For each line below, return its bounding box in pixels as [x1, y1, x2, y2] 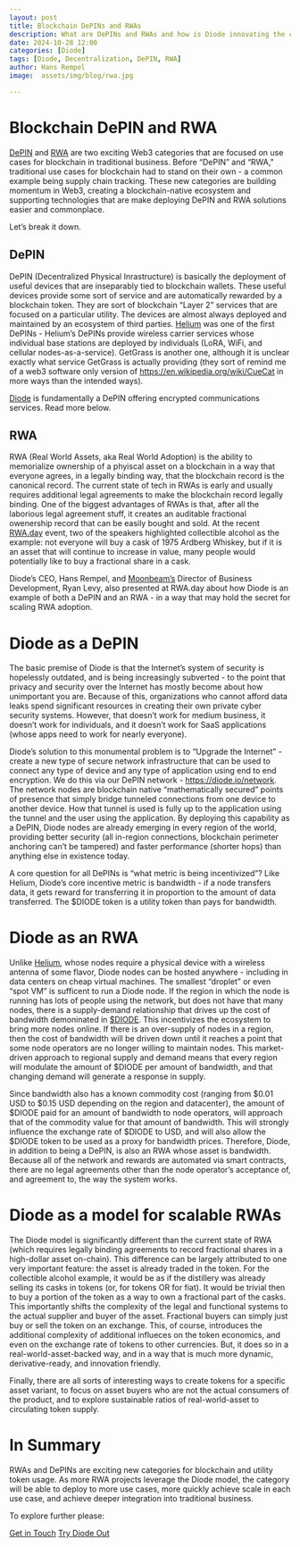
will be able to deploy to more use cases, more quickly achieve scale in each [9, 1484, 291, 1494]
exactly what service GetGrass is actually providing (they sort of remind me [9, 356, 287, 367]
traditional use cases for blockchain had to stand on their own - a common [9, 166, 283, 177]
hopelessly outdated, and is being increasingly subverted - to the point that [9, 672, 286, 683]
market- [254, 1042, 284, 1054]
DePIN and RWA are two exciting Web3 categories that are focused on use [9, 146, 284, 157]
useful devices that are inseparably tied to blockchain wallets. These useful [9, 280, 287, 291]
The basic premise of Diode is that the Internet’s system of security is [9, 663, 265, 673]
